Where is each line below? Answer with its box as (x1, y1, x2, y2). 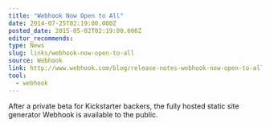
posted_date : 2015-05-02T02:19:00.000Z (8, 27, 142, 35)
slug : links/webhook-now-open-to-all (8, 49, 135, 57)
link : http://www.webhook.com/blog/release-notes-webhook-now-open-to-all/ (8, 64, 268, 72)
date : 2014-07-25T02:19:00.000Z (8, 19, 117, 27)
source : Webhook (8, 57, 63, 65)
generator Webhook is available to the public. (8, 109, 158, 119)
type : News (8, 42, 45, 50)
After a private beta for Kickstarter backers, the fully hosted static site (8, 101, 239, 111)
